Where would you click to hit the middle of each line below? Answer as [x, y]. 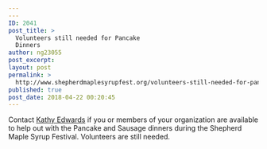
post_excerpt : [32, 61]
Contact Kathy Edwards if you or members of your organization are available [133, 120]
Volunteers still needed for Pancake [78, 38]
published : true [35, 90]
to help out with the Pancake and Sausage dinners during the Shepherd [125, 128]
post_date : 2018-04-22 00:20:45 [62, 97]
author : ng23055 [35, 53]
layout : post [30, 68]
